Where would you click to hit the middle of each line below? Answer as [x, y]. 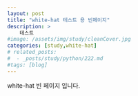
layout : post [26, 13]
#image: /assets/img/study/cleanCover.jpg [69, 39]
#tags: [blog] [28, 65]
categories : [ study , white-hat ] [52, 46]
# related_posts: [32, 52]
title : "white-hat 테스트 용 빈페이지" [59, 20]
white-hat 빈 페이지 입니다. [44, 85]
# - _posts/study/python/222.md [55, 59]
